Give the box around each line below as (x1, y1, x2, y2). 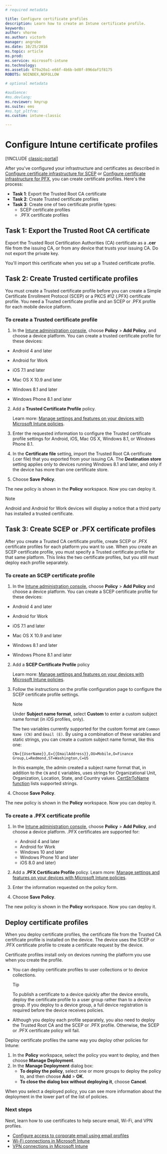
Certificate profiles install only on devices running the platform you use (5, 952, 151, 958)
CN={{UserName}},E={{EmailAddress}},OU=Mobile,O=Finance (12, 752, 134, 757)
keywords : (5, 25, 26, 30)
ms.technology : (5, 63, 37, 68)
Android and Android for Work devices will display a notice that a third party (5, 505, 161, 511)
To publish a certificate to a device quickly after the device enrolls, (12, 991, 150, 997)
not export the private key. (5, 250, 59, 256)
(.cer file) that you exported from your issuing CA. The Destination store (12, 456, 162, 462)
